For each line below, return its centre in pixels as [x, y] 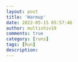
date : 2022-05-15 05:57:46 [39, 22]
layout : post [22, 12]
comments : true [25, 34]
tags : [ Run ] [21, 45]
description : [22, 50]
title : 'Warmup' [26, 17]
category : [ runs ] [27, 39]
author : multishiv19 [32, 28]
